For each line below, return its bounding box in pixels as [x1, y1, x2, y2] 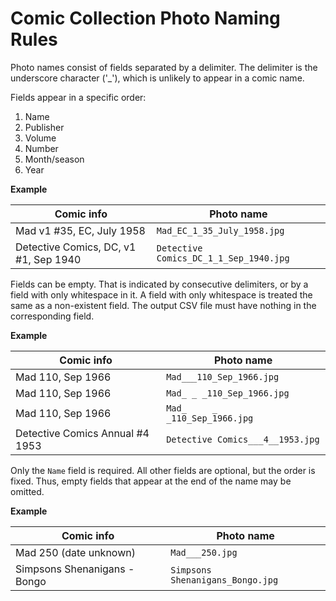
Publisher [24, 121, 65, 133]
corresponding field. [10, 310, 95, 322]
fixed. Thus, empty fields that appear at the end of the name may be [10, 475, 292, 487]
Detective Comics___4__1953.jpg [166, 433, 320, 445]
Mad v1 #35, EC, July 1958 [15, 223, 146, 237]
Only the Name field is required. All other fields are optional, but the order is [10, 464, 316, 476]
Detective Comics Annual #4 [15, 426, 150, 440]
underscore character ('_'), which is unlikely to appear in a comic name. [10, 72, 305, 84]
